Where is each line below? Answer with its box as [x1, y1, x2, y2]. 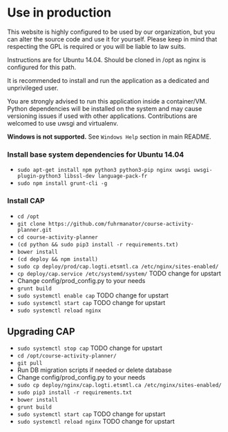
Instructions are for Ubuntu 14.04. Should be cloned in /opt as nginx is [7, 55, 206, 63]
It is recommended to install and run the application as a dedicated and [7, 76, 209, 84]
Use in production [7, 5, 112, 21]
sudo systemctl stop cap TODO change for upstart [17, 344, 162, 353]
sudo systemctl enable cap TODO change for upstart [17, 291, 169, 300]
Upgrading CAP [7, 326, 75, 337]
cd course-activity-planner [17, 233, 98, 241]
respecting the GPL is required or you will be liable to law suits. [7, 42, 187, 50]
